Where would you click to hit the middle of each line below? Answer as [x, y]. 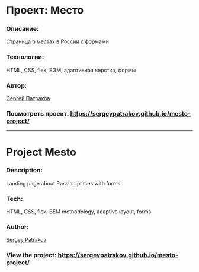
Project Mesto [41, 152]
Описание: [23, 29]
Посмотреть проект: [38, 113]
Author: [17, 227]
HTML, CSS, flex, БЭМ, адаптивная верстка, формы [71, 70]
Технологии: [25, 57]
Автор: [17, 85]
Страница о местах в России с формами [58, 41]
